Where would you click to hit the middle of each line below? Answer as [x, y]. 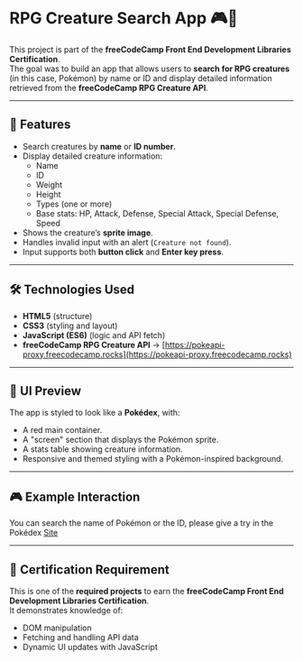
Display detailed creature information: [92, 156]
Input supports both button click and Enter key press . [123, 252]
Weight [49, 184]
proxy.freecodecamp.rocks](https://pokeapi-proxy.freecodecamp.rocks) [157, 354]
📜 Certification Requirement [89, 569]
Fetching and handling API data [81, 637]
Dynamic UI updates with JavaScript [90, 647]
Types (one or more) [74, 204]
